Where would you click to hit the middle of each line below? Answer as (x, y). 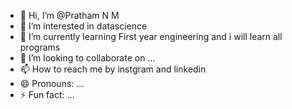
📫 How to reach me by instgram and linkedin (113, 69)
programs (40, 47)
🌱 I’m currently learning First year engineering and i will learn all (151, 36)
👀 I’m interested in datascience (83, 26)
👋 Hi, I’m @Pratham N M (69, 15)
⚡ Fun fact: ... (47, 94)
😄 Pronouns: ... (52, 83)
